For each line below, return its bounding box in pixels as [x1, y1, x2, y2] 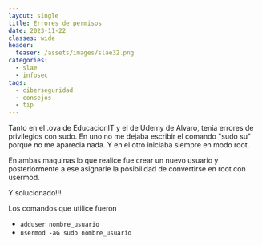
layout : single [8, 11, 59, 20]
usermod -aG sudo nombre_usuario [19, 229, 132, 237]
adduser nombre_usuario [19, 221, 100, 229]
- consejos [15, 94, 52, 102]
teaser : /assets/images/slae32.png [15, 49, 135, 57]
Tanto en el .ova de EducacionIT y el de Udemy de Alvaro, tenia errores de [8, 123, 254, 133]
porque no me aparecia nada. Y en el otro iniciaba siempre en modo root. [8, 140, 250, 150]
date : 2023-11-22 [8, 26, 67, 34]
